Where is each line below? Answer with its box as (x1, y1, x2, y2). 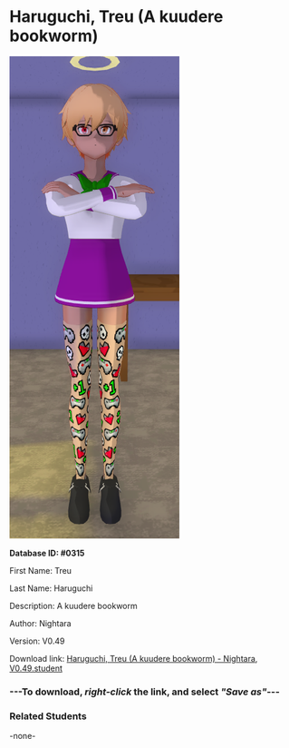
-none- (9, 731, 36, 742)
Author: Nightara (9, 617, 72, 628)
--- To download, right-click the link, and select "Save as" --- (9, 685, 281, 698)
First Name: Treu (9, 565, 72, 576)
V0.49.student (9, 663, 63, 674)
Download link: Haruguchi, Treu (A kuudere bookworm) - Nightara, (9, 653, 258, 664)
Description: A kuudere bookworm (9, 600, 138, 611)
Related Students (9, 710, 88, 723)
